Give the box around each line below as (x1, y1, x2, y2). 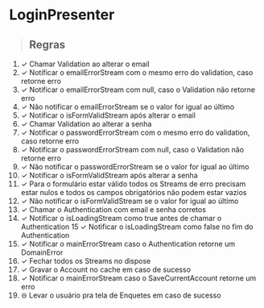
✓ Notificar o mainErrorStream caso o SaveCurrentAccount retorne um (20, 273, 257, 283)
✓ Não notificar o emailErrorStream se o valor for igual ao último (20, 102, 235, 111)
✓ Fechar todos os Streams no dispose (20, 256, 151, 265)
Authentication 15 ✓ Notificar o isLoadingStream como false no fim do (20, 222, 254, 231)
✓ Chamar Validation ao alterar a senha (20, 119, 152, 128)
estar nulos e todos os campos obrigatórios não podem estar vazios (20, 188, 248, 197)
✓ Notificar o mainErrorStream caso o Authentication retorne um (20, 239, 236, 248)
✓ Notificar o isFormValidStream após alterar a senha (20, 171, 198, 180)
